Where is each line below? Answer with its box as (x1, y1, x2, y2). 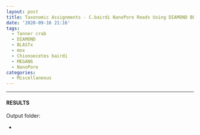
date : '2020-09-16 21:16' (6, 20, 70, 26)
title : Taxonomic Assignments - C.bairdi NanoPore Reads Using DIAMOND (6, 14, 187, 20)
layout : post (6, 8, 39, 15)
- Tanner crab (11, 31, 46, 37)
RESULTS (6, 99, 30, 106)
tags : (6, 25, 20, 32)
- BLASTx (11, 42, 33, 48)
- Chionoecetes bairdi (11, 53, 68, 59)
